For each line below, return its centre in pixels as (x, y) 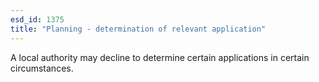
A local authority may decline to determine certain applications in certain (160, 57)
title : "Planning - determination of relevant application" (138, 29)
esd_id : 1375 (37, 19)
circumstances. (42, 68)
